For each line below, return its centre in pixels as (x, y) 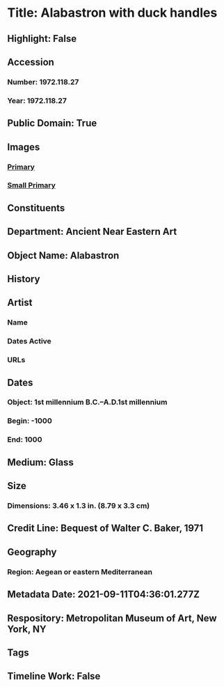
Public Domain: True (52, 123)
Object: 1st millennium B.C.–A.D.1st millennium (87, 402)
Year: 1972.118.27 (37, 100)
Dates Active (30, 341)
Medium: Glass (41, 462)
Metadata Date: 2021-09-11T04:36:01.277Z (104, 595)
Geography (32, 552)
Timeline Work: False (54, 676)
